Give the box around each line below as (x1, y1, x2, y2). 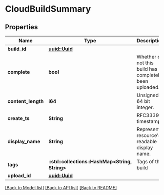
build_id (7, 45, 27, 52)
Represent (136, 126, 160, 133)
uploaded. (136, 84, 160, 91)
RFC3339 (136, 112, 159, 118)
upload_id (7, 172, 31, 179)
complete (7, 69, 30, 75)
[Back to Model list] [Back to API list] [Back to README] (5, 185, 117, 191)
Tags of (136, 158, 154, 165)
